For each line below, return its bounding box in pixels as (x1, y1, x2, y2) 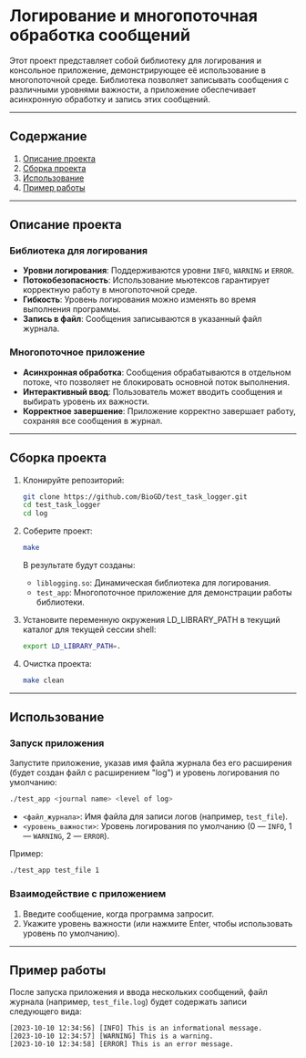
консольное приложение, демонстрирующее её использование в (9, 65, 266, 76)
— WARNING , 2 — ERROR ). (22, 831, 110, 842)
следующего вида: (9, 1006, 82, 1017)
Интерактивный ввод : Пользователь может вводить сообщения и (22, 386, 282, 397)
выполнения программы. (22, 304, 121, 315)
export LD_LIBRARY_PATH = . (22, 642, 121, 651)
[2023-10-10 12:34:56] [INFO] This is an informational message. (9, 1023, 262, 1033)
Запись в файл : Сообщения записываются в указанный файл (22, 314, 262, 325)
